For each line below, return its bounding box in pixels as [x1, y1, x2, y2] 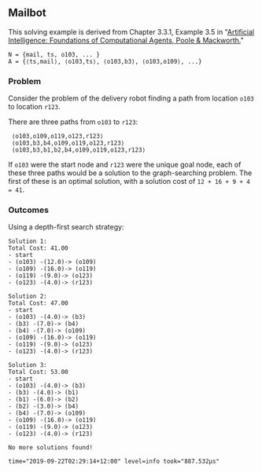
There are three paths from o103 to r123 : [8, 117, 138, 126]
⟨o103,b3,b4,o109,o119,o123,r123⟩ [11, 139, 125, 148]
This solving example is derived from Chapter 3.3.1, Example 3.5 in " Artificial [8, 27, 254, 36]
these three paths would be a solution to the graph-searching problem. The [8, 168, 253, 178]
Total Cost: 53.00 [8, 368, 68, 376]
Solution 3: [8, 361, 47, 369]
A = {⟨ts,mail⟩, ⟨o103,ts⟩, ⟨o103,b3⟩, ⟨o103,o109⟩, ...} [8, 57, 202, 65]
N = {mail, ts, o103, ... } [8, 50, 101, 58]
